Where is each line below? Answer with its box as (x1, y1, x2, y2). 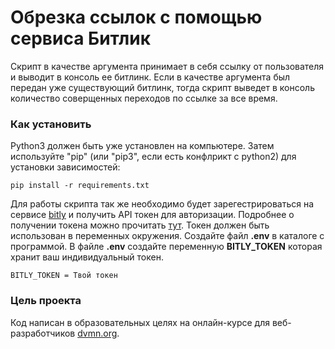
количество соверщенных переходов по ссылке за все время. (10, 92, 278, 104)
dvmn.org (77, 327, 118, 339)
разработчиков (10, 327, 76, 339)
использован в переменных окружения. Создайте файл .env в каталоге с (10, 230, 325, 242)
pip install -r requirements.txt (10, 181, 150, 191)
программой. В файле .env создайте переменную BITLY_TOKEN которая (10, 241, 323, 253)
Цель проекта (10, 294, 82, 308)
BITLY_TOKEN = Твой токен (10, 271, 118, 281)
